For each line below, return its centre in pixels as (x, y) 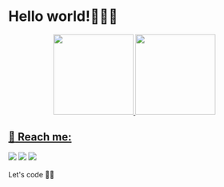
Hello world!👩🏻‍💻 (63, 16)
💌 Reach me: (40, 137)
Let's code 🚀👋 (31, 174)
